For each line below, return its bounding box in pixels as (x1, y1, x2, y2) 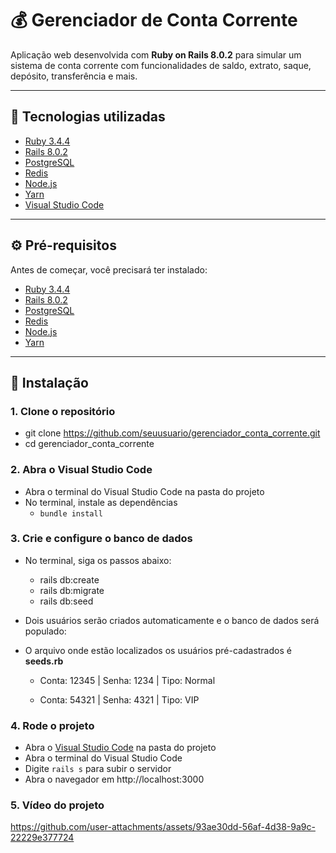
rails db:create (39, 573, 100, 586)
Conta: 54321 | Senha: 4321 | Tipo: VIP (39, 693, 200, 706)
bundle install (39, 508, 103, 519)
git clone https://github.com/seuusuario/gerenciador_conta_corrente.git (24, 427, 321, 439)
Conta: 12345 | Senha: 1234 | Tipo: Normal (39, 674, 216, 686)
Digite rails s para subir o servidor (24, 763, 172, 775)
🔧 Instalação (10, 374, 89, 391)
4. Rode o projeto (10, 718, 95, 732)
